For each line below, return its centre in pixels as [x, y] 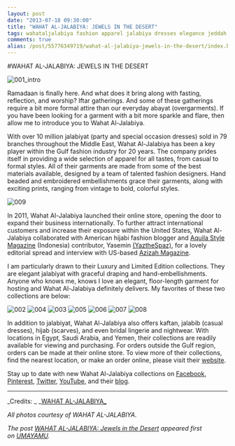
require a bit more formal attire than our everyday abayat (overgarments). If [115, 108]
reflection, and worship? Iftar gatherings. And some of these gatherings [110, 101]
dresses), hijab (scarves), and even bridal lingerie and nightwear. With [108, 330]
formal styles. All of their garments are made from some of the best [104, 166]
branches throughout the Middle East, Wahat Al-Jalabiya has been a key [111, 144]
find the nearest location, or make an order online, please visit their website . [116, 360]
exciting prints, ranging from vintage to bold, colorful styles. [93, 188]
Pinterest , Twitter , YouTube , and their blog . [69, 381]
